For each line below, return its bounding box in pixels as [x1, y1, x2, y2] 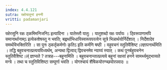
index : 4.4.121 [5, 7, 37, 13]
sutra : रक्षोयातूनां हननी [5, 12, 43, 17]
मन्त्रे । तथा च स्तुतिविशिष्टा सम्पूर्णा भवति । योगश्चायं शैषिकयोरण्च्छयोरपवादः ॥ [5, 59, 129, 65]
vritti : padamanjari [5, 17, 49, 22]
